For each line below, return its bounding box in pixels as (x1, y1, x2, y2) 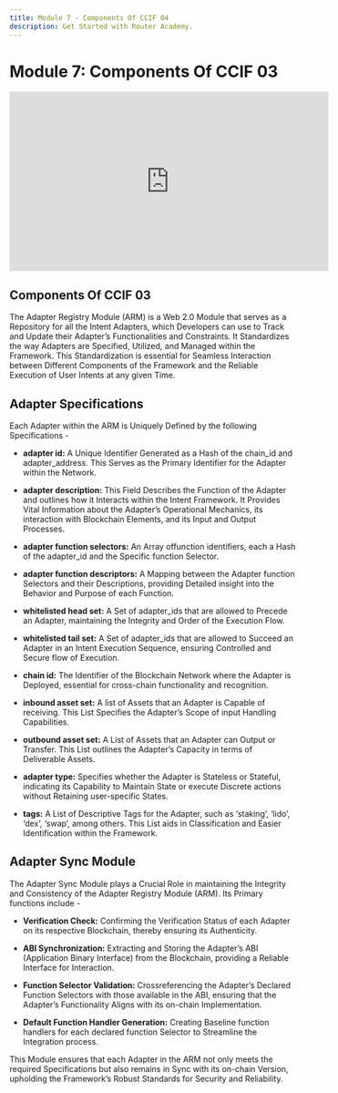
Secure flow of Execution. (22, 653, 120, 664)
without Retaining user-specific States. (22, 790, 169, 802)
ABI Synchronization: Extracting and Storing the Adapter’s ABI (22, 943, 259, 954)
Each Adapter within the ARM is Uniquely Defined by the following (9, 420, 258, 431)
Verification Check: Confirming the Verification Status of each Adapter (22, 915, 291, 926)
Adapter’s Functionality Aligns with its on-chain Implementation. (22, 999, 262, 1010)
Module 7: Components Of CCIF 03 (9, 61, 279, 82)
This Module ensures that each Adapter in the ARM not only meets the (9, 1054, 273, 1065)
